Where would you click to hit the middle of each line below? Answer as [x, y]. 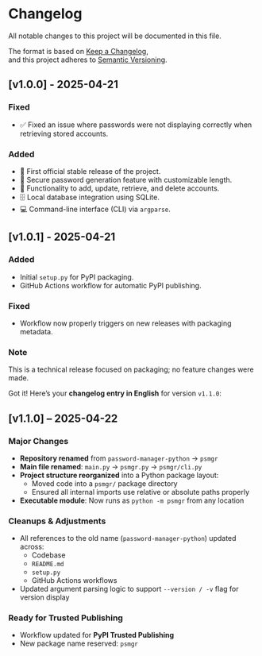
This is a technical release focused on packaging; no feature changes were [131, 369]
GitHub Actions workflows [74, 581]
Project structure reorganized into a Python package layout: [119, 475]
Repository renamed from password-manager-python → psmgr [119, 458]
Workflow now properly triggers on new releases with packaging [125, 323]
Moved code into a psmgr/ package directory [104, 483]
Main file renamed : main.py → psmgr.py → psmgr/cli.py [111, 466]
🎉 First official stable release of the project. [90, 171]
